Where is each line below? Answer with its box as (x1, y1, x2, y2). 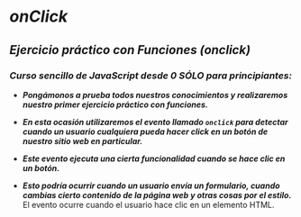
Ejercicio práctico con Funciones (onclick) (9, 42, 251, 58)
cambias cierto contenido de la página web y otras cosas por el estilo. (22, 189, 292, 200)
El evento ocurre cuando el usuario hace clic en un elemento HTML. (22, 199, 275, 210)
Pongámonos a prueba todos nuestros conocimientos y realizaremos (22, 89, 288, 100)
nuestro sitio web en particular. (22, 135, 143, 146)
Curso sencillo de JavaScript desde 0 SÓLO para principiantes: (9, 69, 293, 82)
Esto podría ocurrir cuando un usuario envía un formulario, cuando (22, 180, 281, 191)
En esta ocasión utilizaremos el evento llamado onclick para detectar (22, 116, 288, 127)
